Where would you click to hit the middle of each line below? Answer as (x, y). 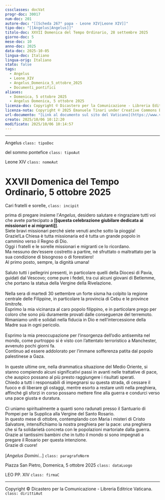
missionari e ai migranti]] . (32, 226)
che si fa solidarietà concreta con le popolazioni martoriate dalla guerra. (78, 430)
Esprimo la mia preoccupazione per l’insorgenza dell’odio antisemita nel (78, 336)
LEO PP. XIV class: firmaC (32, 475)
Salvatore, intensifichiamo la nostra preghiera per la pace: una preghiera (78, 424)
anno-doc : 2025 (21, 46)
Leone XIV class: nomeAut (31, 162)
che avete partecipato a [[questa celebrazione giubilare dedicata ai (74, 220)
